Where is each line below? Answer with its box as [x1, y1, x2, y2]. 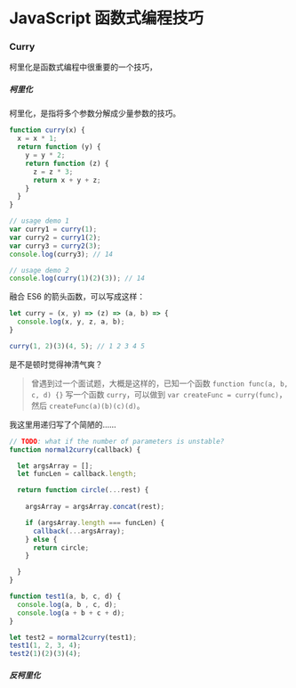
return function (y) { [17, 143, 101, 152]
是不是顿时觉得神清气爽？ [9, 358, 103, 370]
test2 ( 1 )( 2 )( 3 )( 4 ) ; [9, 650, 82, 659]
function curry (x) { [9, 126, 86, 135]
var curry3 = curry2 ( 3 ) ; [9, 242, 101, 250]
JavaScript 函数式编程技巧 [9, 8, 204, 29]
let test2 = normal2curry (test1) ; [9, 633, 138, 642]
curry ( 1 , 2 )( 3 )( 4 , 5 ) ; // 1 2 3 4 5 [9, 341, 145, 350]
